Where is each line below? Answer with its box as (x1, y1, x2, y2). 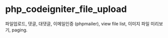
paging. (12, 26, 28, 33)
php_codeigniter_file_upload (5, 3, 127, 15)
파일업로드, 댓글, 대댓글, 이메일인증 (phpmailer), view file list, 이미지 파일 (5, 20, 150, 26)
